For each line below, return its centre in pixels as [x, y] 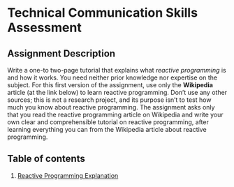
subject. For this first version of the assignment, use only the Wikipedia [110, 85]
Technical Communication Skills [102, 13]
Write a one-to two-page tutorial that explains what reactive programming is [117, 70]
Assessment [44, 28]
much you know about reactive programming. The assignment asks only [111, 107]
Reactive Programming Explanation [68, 175]
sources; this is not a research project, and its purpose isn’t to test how [109, 100]
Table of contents [46, 159]
